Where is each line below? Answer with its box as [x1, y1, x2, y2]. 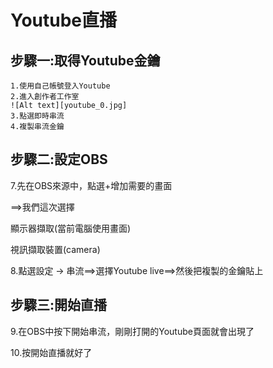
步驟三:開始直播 [10, 297, 108, 314]
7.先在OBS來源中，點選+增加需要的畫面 [10, 179, 173, 191]
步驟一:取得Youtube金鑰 [10, 52, 161, 69]
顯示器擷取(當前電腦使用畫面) [10, 222, 132, 234]
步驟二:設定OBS [10, 151, 108, 168]
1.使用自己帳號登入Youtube [10, 81, 111, 91]
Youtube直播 [10, 9, 118, 32]
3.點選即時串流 [10, 111, 65, 121]
